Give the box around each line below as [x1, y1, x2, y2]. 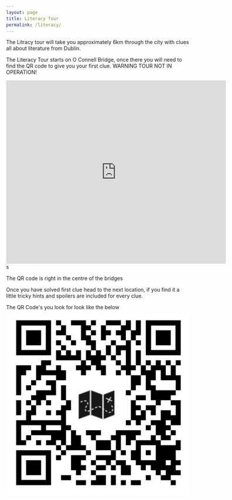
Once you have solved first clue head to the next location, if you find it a [6, 286, 180, 293]
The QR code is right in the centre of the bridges [6, 275, 123, 282]
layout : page [6, 9, 38, 15]
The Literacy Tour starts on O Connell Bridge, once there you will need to [6, 56, 183, 63]
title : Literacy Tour [6, 15, 59, 22]
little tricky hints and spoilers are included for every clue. [6, 292, 144, 299]
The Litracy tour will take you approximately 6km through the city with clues [6, 39, 189, 46]
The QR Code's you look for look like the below [6, 304, 120, 311]
